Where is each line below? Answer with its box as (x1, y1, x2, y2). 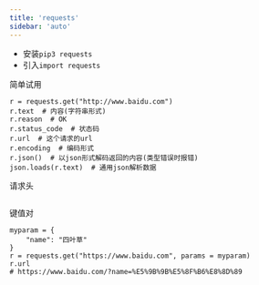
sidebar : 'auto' (9, 22, 71, 31)
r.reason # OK (9, 115, 67, 124)
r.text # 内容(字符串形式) (9, 107, 107, 116)
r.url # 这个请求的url (9, 134, 93, 143)
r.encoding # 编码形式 (9, 143, 94, 153)
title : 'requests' (9, 13, 79, 23)
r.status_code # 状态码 (9, 124, 100, 133)
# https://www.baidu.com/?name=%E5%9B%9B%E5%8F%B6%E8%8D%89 (9, 267, 243, 276)
